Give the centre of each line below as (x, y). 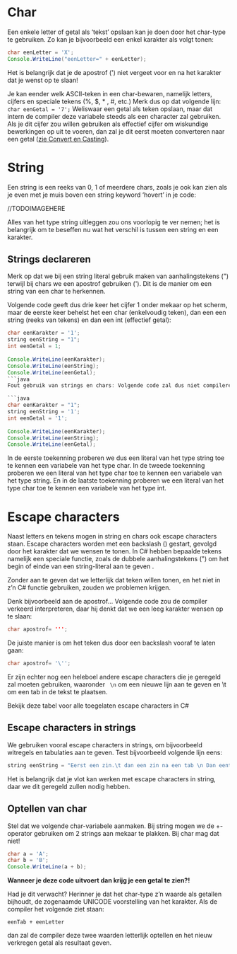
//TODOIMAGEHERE (36, 208)
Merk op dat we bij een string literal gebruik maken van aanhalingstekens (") (118, 276)
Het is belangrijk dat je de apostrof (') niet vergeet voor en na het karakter (115, 72)
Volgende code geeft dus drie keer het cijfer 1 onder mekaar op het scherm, (117, 305)
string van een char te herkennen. (56, 292)
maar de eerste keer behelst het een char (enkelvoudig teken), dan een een (117, 313)
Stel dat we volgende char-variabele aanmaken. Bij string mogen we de (111, 826)
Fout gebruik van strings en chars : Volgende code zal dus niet (104, 386)
